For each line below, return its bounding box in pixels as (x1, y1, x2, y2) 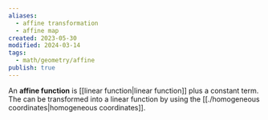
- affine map (15, 26, 59, 34)
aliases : (8, 11, 38, 20)
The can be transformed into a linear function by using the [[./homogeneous (8, 94, 260, 104)
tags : (8, 49, 26, 57)
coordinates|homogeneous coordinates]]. (8, 102, 146, 112)
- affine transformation (15, 19, 99, 27)
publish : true (8, 64, 56, 72)
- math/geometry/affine (15, 57, 95, 65)
